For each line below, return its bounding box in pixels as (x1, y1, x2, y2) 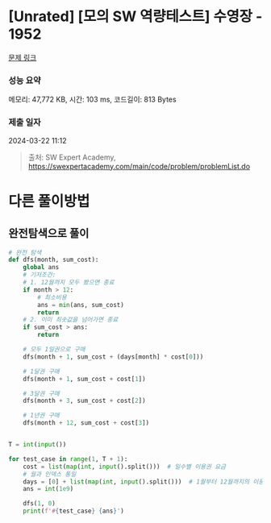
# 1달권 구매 (23, 367, 60, 376)
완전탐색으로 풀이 (8, 226, 90, 240)
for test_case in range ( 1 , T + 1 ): (8, 455, 128, 463)
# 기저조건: (23, 271, 56, 279)
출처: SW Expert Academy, (27, 152, 116, 162)
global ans (23, 264, 60, 272)
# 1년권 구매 (23, 412, 60, 420)
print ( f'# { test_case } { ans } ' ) (23, 507, 125, 516)
